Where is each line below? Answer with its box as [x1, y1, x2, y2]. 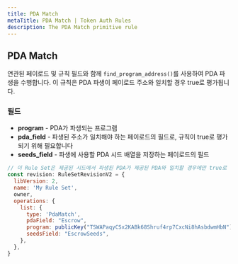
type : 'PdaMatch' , [25, 210, 81, 218]
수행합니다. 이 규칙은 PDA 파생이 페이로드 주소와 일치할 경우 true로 [20, 79, 205, 87]
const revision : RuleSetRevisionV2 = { [7, 171, 125, 178]
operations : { [13, 197, 55, 205]
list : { [20, 204, 42, 211]
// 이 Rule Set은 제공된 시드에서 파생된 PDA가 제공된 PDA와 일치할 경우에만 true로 [7, 164, 227, 172]
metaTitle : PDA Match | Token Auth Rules [7, 17, 132, 24]
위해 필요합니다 [30, 142, 73, 150]
